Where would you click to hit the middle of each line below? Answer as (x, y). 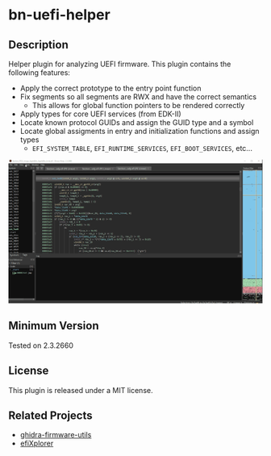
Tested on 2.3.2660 (41, 345)
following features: (40, 73)
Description (38, 45)
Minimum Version (54, 326)
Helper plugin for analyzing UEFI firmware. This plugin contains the (120, 64)
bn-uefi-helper (59, 15)
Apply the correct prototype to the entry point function (110, 88)
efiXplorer (37, 443)
